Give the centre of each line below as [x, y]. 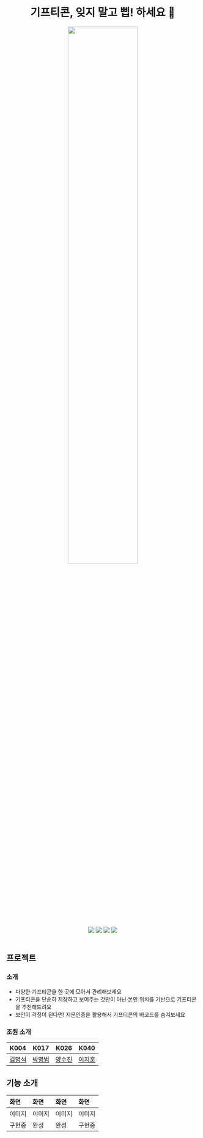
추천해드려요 [37, 1006]
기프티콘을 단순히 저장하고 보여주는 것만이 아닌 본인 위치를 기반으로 [95, 999]
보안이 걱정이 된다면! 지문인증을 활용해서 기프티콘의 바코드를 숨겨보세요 [100, 1014]
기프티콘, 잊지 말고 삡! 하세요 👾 [103, 13]
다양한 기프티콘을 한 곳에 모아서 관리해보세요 [68, 991]
